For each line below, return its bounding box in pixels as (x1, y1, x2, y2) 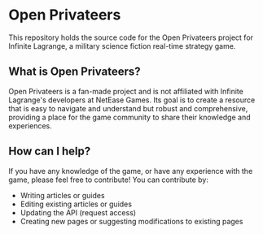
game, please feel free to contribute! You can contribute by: (8, 175, 209, 184)
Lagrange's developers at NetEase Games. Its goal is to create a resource (8, 95, 256, 105)
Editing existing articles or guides (20, 199, 133, 209)
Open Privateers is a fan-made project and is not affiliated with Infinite (8, 86, 244, 96)
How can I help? (8, 145, 91, 158)
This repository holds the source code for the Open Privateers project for (8, 32, 254, 42)
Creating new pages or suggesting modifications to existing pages (20, 216, 243, 226)
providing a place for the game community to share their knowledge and (8, 112, 251, 122)
